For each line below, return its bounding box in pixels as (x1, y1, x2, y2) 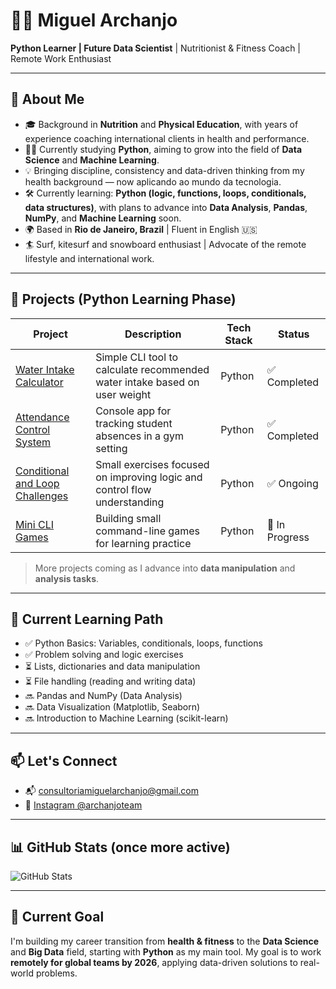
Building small (95, 511, 162, 525)
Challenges (15, 489, 69, 503)
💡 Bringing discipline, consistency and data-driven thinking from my (24, 164, 305, 176)
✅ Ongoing (266, 476, 319, 490)
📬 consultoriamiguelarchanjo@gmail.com (24, 785, 199, 797)
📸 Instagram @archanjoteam (24, 799, 143, 811)
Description (124, 327, 182, 341)
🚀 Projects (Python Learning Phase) (10, 291, 237, 308)
